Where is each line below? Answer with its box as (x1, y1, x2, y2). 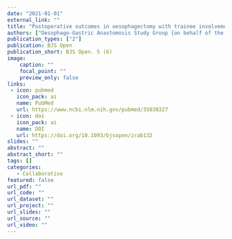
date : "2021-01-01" (7, 10, 64, 17)
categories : (7, 163, 41, 171)
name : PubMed (16, 100, 54, 107)
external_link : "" (7, 17, 60, 23)
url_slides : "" (7, 209, 51, 216)
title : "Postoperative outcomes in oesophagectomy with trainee (7, 23, 196, 30)
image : (7, 55, 26, 62)
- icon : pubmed (10, 87, 54, 94)
